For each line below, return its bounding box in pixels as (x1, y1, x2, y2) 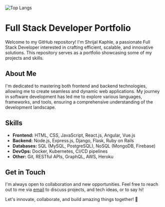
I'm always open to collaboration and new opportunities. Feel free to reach (5, 181, 158, 187)
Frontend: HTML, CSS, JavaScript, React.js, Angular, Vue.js (12, 132, 135, 138)
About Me (5, 69, 36, 78)
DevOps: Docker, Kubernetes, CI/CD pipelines (12, 148, 108, 154)
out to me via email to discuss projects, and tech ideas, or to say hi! (5, 186, 144, 193)
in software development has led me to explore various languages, (5, 93, 142, 99)
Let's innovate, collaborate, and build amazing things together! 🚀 (5, 196, 138, 202)
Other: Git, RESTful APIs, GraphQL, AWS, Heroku (12, 153, 113, 159)
